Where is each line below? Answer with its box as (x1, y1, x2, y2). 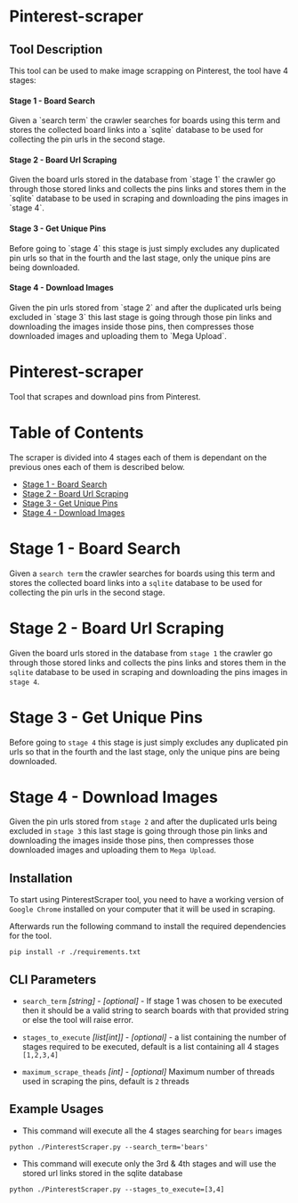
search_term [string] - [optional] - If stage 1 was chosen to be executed (21, 996, 283, 1007)
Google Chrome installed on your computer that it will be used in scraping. (9, 903, 276, 915)
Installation (9, 870, 73, 886)
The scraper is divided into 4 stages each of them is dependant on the (9, 452, 267, 463)
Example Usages (9, 1101, 104, 1116)
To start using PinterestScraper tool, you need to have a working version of (9, 894, 285, 905)
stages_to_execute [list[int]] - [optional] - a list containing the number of (21, 1032, 287, 1042)
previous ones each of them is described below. (9, 461, 185, 472)
